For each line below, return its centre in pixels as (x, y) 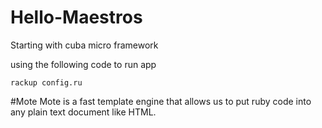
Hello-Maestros (76, 17)
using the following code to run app (83, 64)
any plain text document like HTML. (83, 112)
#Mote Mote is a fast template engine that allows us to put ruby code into (161, 101)
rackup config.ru (46, 82)
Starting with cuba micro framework (84, 45)
